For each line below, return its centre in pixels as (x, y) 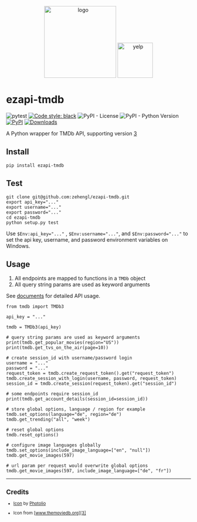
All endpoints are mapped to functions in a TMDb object (80, 279)
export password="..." (34, 212)
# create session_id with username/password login (69, 358)
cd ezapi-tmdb (23, 217)
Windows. (18, 246)
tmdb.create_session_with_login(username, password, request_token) (91, 379)
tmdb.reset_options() (33, 435)
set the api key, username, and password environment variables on (87, 239)
